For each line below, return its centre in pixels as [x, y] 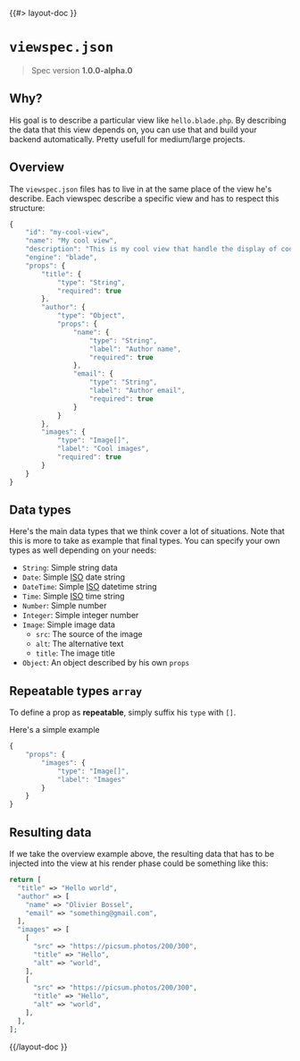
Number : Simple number [64, 606]
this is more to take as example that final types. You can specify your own [145, 541]
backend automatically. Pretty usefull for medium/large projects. [127, 139]
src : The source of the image [89, 634]
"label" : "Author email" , [137, 391]
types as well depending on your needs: [83, 550]
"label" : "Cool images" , [103, 449]
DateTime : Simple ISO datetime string [90, 587]
